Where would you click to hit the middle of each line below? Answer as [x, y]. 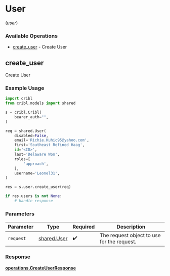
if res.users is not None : [34, 196]
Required [84, 227]
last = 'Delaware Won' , [37, 155]
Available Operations [32, 36]
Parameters [20, 214]
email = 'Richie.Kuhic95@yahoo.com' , [52, 140]
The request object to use [130, 236]
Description [131, 227]
